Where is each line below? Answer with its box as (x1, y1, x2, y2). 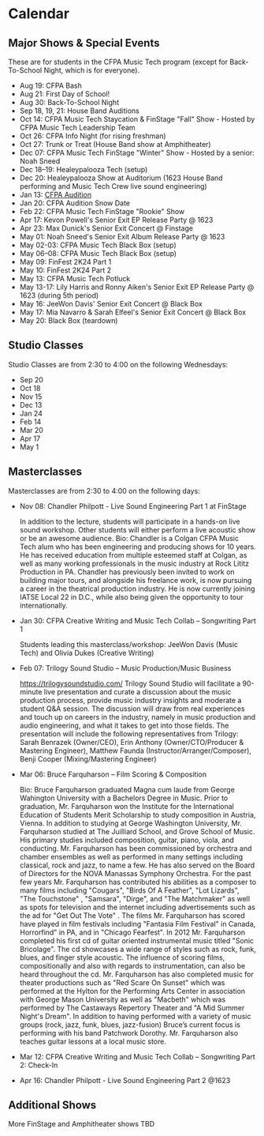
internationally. (19, 600, 69, 610)
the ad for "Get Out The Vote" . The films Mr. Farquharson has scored (19, 910, 246, 920)
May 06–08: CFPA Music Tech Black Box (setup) (19, 249, 177, 258)
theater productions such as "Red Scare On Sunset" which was (19, 977, 225, 987)
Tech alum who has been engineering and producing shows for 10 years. (19, 542, 256, 551)
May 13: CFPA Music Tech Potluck (19, 274, 131, 283)
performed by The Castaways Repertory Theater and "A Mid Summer (19, 1002, 245, 1012)
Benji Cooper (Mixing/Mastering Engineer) (19, 754, 157, 763)
